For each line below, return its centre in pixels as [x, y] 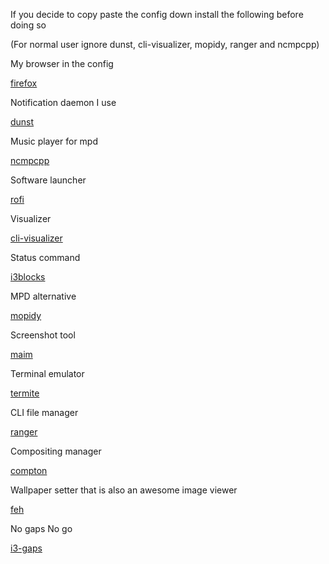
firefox [24, 83]
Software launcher [48, 180]
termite [25, 393]
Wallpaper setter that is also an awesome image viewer [124, 490]
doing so [28, 25]
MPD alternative [43, 296]
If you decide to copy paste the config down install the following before [157, 14]
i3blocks [28, 277]
